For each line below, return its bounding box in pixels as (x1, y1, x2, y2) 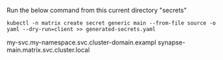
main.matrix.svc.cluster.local (6, 46, 90, 54)
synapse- (157, 38, 185, 47)
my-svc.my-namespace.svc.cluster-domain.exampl (6, 38, 156, 47)
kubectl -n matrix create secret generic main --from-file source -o (6, 20, 217, 27)
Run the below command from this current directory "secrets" (6, 6, 187, 14)
